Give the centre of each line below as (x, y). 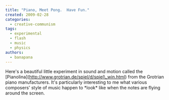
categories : (18, 19)
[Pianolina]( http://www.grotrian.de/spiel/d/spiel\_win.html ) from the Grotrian (84, 77)
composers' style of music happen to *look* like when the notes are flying (83, 88)
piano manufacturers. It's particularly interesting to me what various (76, 82)
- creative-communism (33, 24)
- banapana (21, 57)
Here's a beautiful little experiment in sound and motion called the (74, 72)
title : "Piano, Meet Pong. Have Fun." (47, 10)
